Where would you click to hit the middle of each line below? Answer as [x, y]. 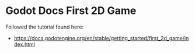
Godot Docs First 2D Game [71, 11]
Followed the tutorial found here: [45, 27]
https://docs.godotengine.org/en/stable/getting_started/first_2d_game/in [101, 38]
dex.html [25, 44]
